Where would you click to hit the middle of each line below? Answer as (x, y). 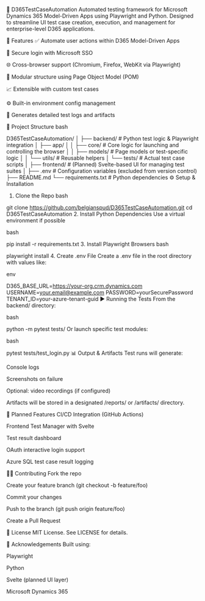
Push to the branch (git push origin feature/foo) (66, 509)
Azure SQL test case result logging (50, 461)
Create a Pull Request (34, 521)
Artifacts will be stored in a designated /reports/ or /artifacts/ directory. (95, 403)
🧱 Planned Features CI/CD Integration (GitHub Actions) (75, 414)
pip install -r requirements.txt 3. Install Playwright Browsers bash (88, 244)
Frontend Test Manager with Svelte (50, 426)
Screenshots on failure (35, 379)
